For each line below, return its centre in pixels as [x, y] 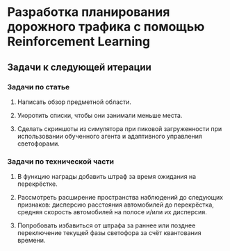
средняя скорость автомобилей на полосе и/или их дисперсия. [112, 212]
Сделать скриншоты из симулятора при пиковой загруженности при [120, 128]
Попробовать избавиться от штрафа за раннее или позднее [106, 225]
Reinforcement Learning [79, 42]
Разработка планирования [89, 12]
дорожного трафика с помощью [106, 27]
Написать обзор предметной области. [74, 102]
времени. [31, 241]
